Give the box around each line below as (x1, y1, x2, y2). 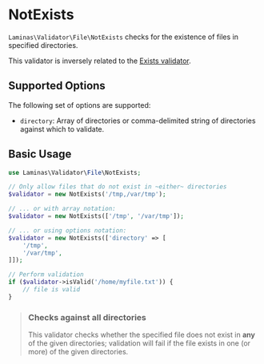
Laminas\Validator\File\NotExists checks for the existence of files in (8, 32, 238, 42)
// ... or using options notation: (8, 226, 127, 235)
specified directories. (8, 40, 78, 49)
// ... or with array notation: (8, 205, 116, 213)
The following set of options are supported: (8, 100, 151, 109)
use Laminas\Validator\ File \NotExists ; (8, 168, 142, 176)
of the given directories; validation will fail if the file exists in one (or (27, 338, 250, 348)
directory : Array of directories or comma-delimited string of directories (19, 116, 256, 125)
